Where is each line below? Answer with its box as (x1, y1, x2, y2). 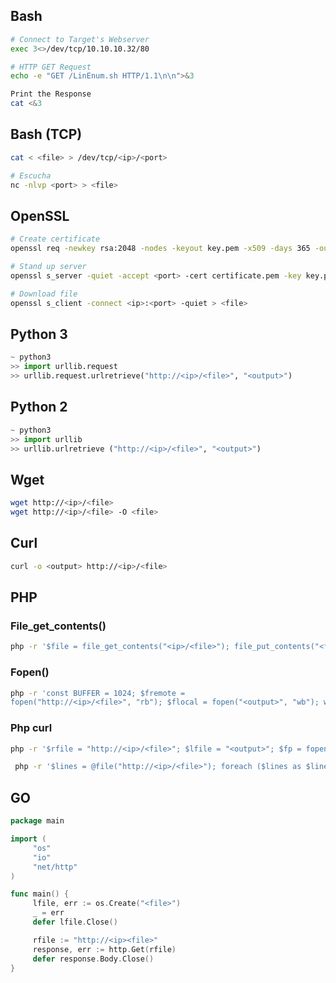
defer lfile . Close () (32, 917, 118, 928)
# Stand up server (10, 262, 87, 272)
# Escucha (10, 170, 52, 181)
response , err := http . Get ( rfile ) (32, 944, 177, 954)
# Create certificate (10, 234, 101, 244)
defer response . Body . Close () (32, 954, 155, 964)
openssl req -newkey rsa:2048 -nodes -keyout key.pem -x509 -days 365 (10, 244, 311, 254)
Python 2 (10, 399, 68, 416)
